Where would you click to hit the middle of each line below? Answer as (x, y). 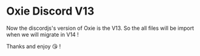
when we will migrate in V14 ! (42, 34)
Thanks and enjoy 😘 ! (34, 46)
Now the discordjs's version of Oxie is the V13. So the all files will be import (100, 28)
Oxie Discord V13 (50, 11)
